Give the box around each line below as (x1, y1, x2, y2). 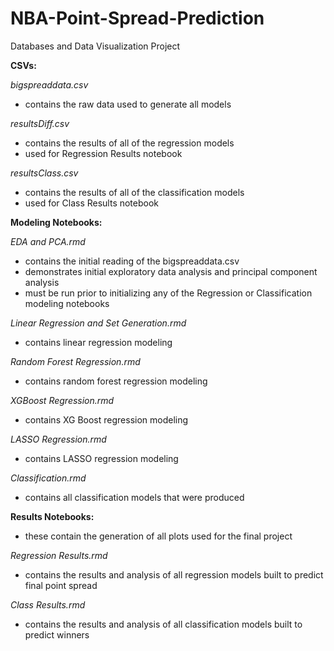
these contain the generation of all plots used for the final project (24, 530, 293, 542)
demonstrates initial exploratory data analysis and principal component (24, 265, 318, 277)
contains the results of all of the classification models (24, 186, 245, 198)
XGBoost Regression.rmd (10, 394, 115, 406)
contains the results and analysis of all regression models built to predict (24, 568, 324, 581)
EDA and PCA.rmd (10, 235, 86, 247)
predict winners (24, 628, 90, 641)
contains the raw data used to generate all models (24, 98, 232, 110)
